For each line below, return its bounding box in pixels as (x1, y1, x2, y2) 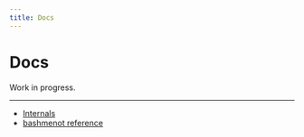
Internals (22, 107, 56, 118)
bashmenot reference (22, 117, 104, 128)
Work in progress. (9, 82, 76, 93)
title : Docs (9, 13, 54, 23)
